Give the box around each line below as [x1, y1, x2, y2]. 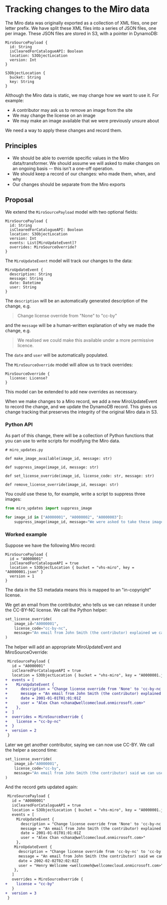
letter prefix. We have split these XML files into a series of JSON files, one [5, 25, 157, 31]
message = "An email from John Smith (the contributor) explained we [14, 630, 157, 635]
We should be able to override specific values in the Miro [12, 155, 129, 161]
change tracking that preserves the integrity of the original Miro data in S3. [5, 409, 158, 415]
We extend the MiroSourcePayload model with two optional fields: [5, 209, 138, 215]
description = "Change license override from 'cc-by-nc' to [18, 849, 146, 854]
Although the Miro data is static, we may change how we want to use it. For [5, 92, 159, 98]
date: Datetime [9, 280, 41, 285]
